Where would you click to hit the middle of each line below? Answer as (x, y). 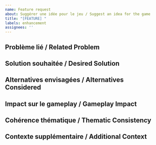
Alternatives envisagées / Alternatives (64, 80)
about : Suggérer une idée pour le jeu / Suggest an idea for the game (78, 14)
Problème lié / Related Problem (52, 47)
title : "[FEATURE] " (26, 18)
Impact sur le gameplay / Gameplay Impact (71, 104)
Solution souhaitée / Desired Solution (62, 63)
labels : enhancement (26, 23)
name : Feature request (28, 9)
